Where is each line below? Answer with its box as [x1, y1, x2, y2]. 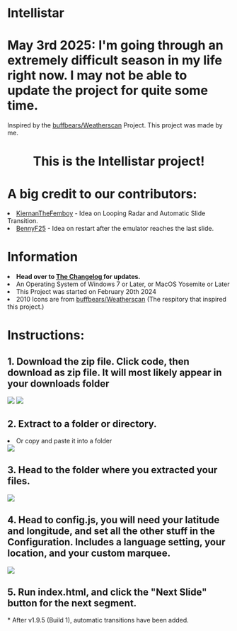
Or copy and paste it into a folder [16, 437, 112, 445]
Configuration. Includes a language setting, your [7, 536, 226, 548]
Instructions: [7, 327, 85, 343]
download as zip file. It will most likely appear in [7, 366, 222, 378]
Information [7, 249, 78, 265]
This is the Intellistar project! [33, 154, 205, 169]
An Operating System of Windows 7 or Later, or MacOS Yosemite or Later [16, 280, 230, 288]
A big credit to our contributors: [7, 186, 197, 202]
